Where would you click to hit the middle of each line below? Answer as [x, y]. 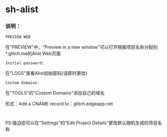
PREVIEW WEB [18, 37]
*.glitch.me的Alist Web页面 [33, 53]
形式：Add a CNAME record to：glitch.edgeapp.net [59, 104]
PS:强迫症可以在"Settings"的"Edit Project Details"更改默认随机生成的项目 [81, 123]
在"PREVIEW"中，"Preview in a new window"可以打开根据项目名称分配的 [81, 47]
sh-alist [22, 9]
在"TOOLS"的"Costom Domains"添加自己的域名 [55, 93]
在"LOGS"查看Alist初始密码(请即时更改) [46, 73]
